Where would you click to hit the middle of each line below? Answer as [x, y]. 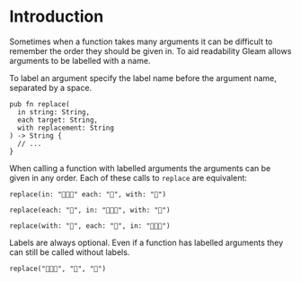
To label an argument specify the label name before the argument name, [143, 77]
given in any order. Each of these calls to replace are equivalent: [128, 177]
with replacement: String [66, 128]
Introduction [57, 17]
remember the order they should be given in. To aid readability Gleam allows [150, 50]
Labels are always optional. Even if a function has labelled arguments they [146, 242]
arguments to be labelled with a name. [80, 60]
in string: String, [54, 112]
